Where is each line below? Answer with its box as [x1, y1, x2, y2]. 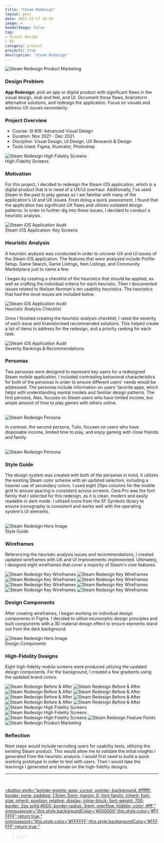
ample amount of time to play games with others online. [5, 400, 117, 406]
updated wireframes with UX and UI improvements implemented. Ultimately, [5, 557, 158, 563]
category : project [5, 43, 42, 48]
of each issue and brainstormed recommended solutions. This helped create [5, 320, 159, 326]
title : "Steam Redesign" [5, 7, 56, 12]
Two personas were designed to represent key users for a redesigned [5, 369, 145, 374]
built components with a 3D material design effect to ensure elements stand [5, 620, 158, 626]
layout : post [5, 12, 32, 17]
